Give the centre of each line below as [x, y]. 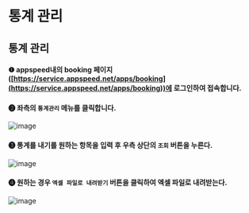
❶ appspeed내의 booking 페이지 [61, 70]
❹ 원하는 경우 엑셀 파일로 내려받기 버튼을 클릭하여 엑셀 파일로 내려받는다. [118, 183]
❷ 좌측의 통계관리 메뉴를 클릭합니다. [62, 107]
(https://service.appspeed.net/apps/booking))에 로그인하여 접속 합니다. [125, 88]
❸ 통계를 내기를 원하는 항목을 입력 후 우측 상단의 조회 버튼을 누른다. [110, 145]
